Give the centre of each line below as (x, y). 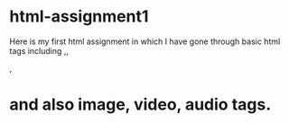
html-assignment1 (79, 17)
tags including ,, (39, 50)
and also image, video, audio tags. (140, 105)
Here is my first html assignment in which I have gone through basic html (145, 41)
